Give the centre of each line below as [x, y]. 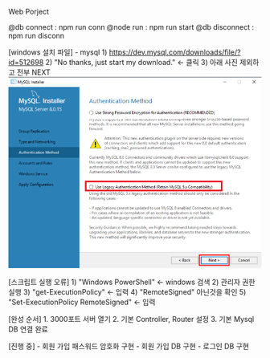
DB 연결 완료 [28, 329]
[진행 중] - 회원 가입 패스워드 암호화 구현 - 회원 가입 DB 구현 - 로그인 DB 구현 [129, 346]
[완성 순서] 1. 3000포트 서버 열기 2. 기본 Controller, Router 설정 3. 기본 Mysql [131, 319]
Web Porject [29, 12]
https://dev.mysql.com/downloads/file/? [175, 52]
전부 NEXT [33, 72]
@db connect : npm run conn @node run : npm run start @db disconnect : [131, 27]
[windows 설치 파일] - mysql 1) [58, 52]
